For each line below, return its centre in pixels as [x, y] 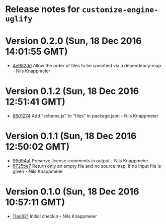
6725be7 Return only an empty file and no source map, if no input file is [87, 166]
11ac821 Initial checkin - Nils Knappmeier [55, 216]
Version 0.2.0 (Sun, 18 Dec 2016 [73, 41]
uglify [19, 19]
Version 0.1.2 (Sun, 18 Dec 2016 [72, 91]
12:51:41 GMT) [35, 102]
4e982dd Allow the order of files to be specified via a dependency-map [87, 66]
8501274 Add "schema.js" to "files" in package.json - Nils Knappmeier [85, 116]
